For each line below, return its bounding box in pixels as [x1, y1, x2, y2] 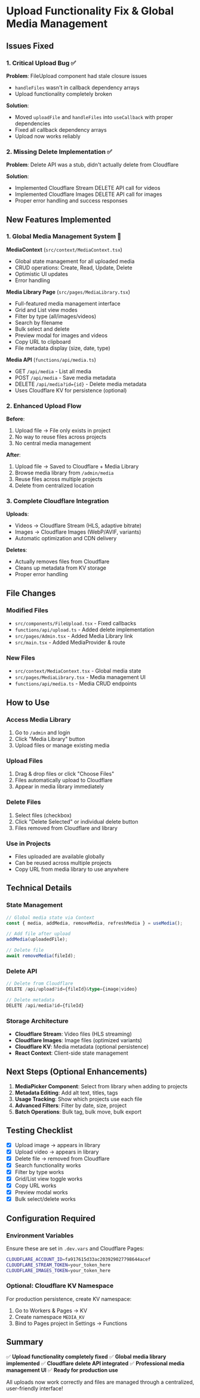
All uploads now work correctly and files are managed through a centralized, [6, 1378, 195, 1385]
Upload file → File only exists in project [14, 427, 111, 434]
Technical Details [6, 883, 72, 893]
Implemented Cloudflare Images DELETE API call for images [14, 190, 162, 198]
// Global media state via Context [6, 915, 95, 921]
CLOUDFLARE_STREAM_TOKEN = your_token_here [6, 1262, 111, 1268]
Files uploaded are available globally [14, 853, 104, 860]
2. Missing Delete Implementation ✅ [6, 147, 112, 156]
